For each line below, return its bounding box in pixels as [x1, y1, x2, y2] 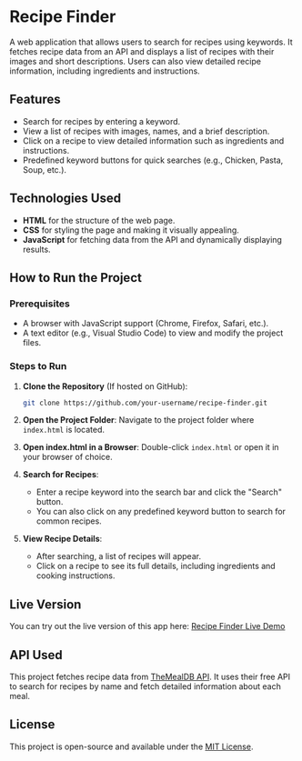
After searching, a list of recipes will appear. [35, 551, 202, 562]
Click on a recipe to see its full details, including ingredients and [35, 561, 276, 572]
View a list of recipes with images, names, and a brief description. [22, 125, 270, 136]
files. [22, 337, 42, 348]
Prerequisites [9, 297, 70, 310]
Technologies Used [9, 191, 121, 206]
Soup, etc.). [22, 164, 66, 175]
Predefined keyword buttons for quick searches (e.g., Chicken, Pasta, [22, 155, 284, 165]
